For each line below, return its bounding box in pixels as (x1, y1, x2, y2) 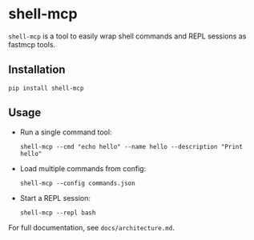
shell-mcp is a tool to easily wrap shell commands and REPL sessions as (8, 31, 247, 41)
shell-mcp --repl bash (19, 209, 96, 217)
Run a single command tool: (19, 127, 112, 137)
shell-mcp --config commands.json (19, 179, 135, 187)
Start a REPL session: (19, 193, 91, 202)
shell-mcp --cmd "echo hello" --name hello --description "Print (19, 142, 243, 150)
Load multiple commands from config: (19, 163, 147, 173)
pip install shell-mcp (8, 84, 84, 92)
